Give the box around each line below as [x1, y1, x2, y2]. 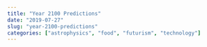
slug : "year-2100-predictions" [7, 23, 98, 30]
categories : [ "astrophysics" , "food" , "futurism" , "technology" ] [7, 29, 201, 37]
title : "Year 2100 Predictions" [7, 10, 101, 17]
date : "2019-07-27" [7, 17, 64, 23]
